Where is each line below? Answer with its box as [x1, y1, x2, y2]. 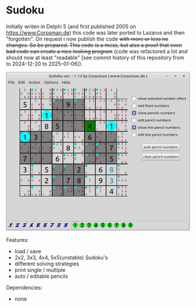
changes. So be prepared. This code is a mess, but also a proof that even [6, 42, 183, 49]
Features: [6, 237, 29, 244]
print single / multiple [14, 267, 66, 274]
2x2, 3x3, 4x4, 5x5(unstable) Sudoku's [14, 254, 108, 261]
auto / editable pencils [14, 273, 68, 280]
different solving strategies [14, 260, 79, 267]
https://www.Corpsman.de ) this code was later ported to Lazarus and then [6, 29, 185, 36]
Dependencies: [6, 284, 43, 291]
